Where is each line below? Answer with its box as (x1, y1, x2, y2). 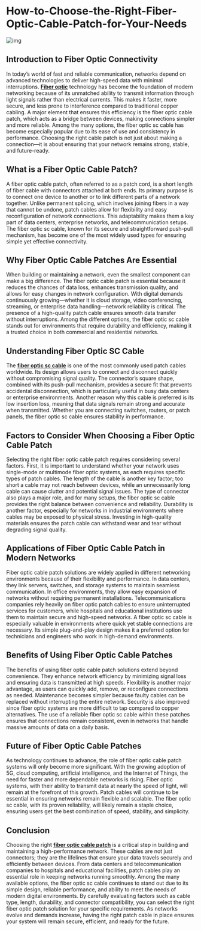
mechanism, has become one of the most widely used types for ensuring (6, 231, 187, 239)
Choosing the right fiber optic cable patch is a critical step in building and (6, 841, 189, 849)
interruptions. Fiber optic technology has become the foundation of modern (6, 83, 193, 90)
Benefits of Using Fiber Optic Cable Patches (6, 650, 173, 661)
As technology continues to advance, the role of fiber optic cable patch (6, 757, 182, 764)
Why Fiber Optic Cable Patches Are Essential (6, 255, 177, 265)
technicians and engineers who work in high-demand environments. (6, 632, 175, 639)
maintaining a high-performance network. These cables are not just (6, 847, 173, 855)
